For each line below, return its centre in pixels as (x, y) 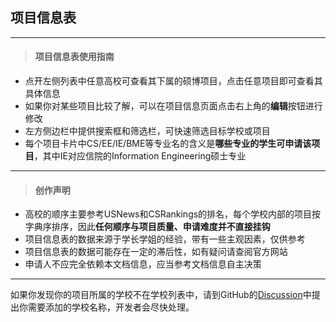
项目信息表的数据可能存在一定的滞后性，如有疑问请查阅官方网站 (156, 252)
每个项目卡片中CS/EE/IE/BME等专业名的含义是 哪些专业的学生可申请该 (168, 144)
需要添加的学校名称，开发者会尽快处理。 (111, 307)
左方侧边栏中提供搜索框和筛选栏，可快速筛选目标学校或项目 (147, 131)
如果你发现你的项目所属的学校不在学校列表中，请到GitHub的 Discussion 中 (161, 295)
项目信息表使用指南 (74, 57)
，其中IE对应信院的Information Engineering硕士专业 (140, 156)
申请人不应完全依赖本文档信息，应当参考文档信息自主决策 (143, 264)
